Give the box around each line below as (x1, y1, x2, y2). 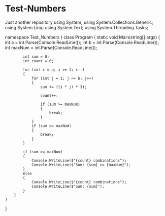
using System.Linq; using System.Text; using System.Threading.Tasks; (5, 24, 149, 30)
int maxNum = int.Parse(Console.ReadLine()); (5, 44, 98, 50)
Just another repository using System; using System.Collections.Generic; (5, 19, 154, 25)
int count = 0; (23, 58, 54, 63)
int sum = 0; (23, 54, 50, 59)
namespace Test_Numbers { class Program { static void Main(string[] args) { (5, 34, 160, 40)
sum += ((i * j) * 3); (40, 85, 87, 89)
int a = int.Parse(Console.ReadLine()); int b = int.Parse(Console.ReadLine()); (5, 39, 159, 45)
